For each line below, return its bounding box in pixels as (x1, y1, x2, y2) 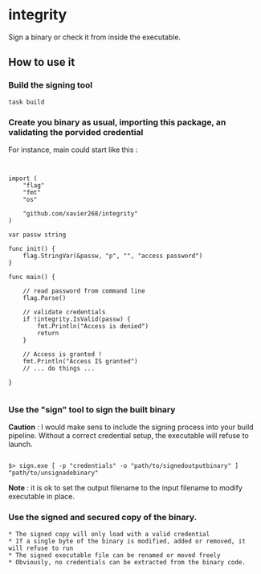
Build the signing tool (8, 80, 93, 91)
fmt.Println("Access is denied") (37, 322, 149, 330)
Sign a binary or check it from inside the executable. (8, 32, 181, 42)
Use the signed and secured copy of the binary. (8, 512, 198, 523)
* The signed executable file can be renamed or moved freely (8, 551, 221, 560)
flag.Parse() (22, 293, 67, 302)
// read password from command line (22, 287, 146, 295)
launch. (8, 440, 34, 449)
